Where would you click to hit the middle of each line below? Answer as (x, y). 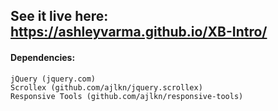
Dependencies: (43, 57)
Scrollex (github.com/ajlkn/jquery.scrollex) (106, 87)
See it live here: (59, 16)
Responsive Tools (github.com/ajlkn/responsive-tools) (127, 96)
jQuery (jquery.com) (53, 79)
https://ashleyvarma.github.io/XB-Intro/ (139, 32)
